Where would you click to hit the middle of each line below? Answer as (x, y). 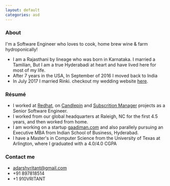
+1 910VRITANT (29, 179)
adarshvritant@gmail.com (40, 168)
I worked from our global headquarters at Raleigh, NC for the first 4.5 (85, 116)
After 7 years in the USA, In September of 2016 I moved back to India (85, 75)
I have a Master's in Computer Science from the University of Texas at (87, 138)
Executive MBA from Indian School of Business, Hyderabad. (76, 133)
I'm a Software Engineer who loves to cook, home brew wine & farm (77, 44)
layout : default (22, 10)
